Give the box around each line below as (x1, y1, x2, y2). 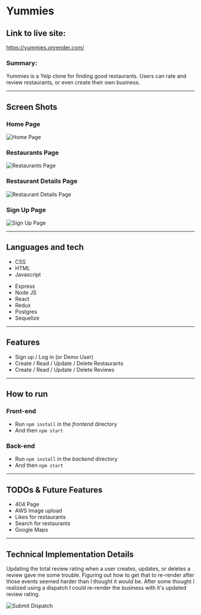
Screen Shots (6, 102, 58, 112)
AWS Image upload (14, 507, 63, 514)
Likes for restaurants (14, 514, 66, 521)
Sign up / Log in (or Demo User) (14, 353, 94, 360)
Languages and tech (6, 242, 84, 252)
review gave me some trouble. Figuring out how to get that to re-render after (6, 571, 194, 579)
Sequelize (14, 314, 40, 321)
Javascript (14, 271, 41, 278)
